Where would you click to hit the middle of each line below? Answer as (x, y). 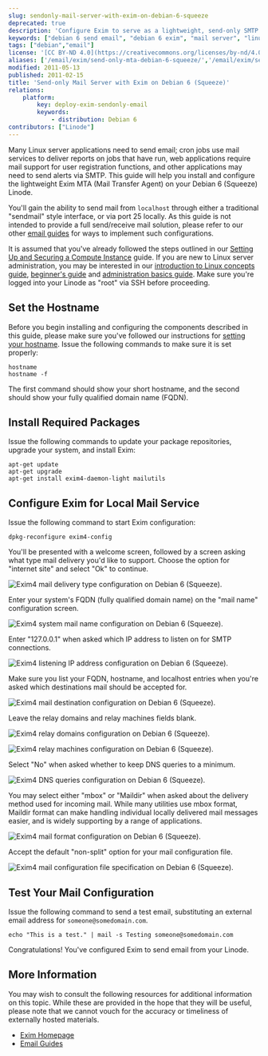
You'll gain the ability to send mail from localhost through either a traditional (134, 208)
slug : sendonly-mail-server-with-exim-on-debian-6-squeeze (108, 16)
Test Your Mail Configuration (81, 893)
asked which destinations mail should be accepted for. (98, 687)
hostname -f (28, 374)
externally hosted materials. (54, 1019)
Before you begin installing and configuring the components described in (128, 327)
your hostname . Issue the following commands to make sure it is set (120, 343)
